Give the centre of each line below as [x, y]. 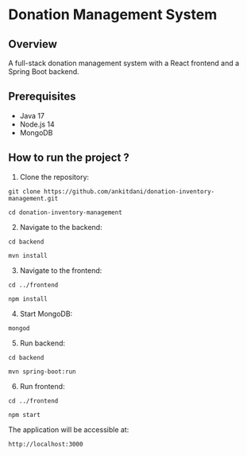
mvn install [28, 255]
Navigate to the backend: [61, 227]
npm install [28, 299]
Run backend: [42, 343]
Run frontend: [42, 386]
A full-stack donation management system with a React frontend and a [124, 63]
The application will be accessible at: [69, 429]
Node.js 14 [37, 124]
